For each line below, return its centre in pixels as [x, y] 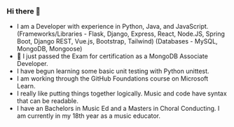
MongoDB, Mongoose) [49, 49]
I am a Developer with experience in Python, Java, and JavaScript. [112, 27]
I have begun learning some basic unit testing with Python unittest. [113, 71]
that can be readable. [47, 101]
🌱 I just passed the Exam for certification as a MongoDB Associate [112, 56]
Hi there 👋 [24, 11]
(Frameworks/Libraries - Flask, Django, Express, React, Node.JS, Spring [121, 34]
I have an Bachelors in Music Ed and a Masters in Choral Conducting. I [118, 109]
